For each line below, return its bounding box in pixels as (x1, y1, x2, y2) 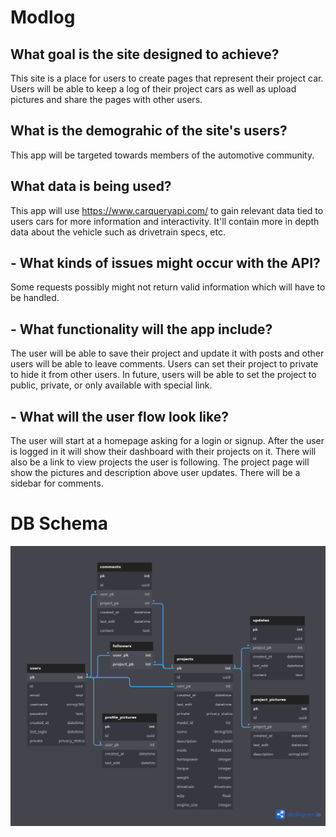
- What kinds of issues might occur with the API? (10, 255, 321, 272)
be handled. (10, 292, 60, 304)
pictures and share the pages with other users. (10, 94, 203, 105)
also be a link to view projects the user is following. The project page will (10, 456, 310, 468)
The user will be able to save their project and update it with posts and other (10, 347, 325, 360)
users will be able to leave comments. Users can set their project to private (10, 358, 319, 370)
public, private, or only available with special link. (10, 379, 213, 391)
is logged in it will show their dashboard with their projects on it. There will (10, 446, 317, 458)
